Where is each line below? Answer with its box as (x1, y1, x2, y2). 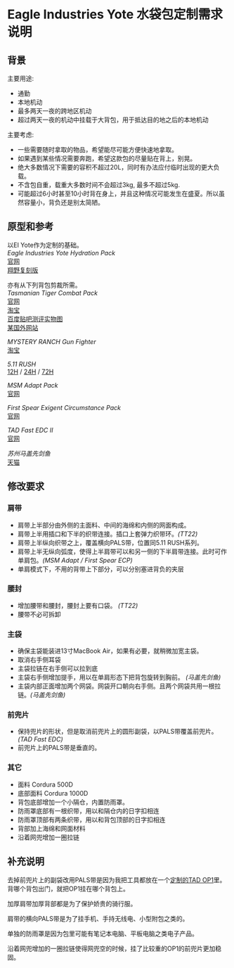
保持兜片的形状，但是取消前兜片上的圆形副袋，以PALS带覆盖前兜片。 (17, 727, 218, 736)
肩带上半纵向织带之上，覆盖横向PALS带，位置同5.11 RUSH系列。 (17, 538, 204, 547)
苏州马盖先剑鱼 (7, 449, 51, 457)
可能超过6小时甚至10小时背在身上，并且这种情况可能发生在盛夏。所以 (17, 189, 219, 198)
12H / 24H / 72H (7, 367, 54, 376)
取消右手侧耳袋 (17, 656, 61, 664)
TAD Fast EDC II (7, 426, 53, 434)
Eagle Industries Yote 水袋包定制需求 (7, 6, 223, 23)
